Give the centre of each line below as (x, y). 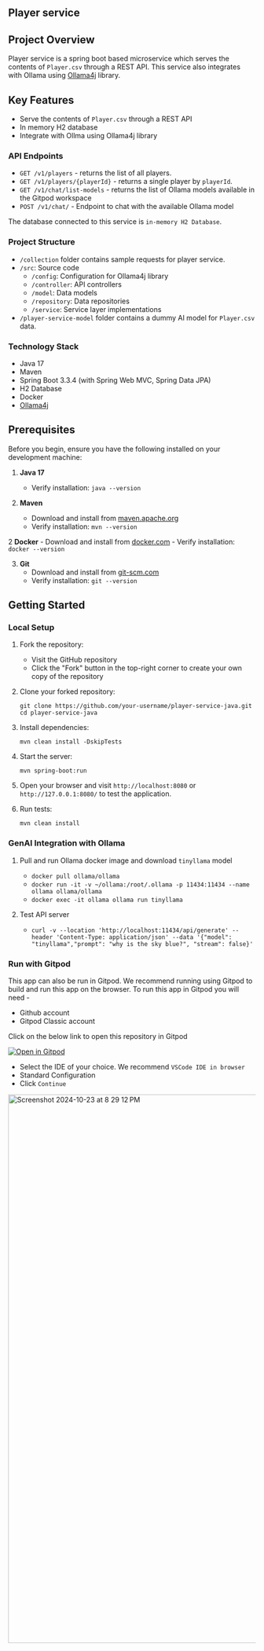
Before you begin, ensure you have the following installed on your (114, 449)
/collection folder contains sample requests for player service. (122, 259)
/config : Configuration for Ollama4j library (100, 276)
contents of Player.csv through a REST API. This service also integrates (125, 67)
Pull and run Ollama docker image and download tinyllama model (126, 860)
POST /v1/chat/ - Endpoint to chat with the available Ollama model (126, 207)
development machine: (45, 457)
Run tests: (36, 809)
